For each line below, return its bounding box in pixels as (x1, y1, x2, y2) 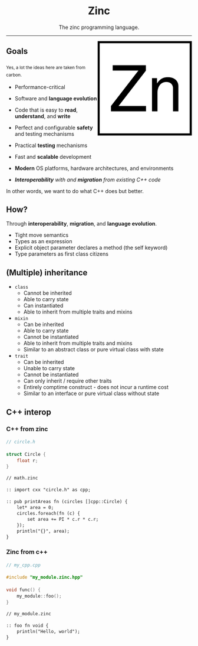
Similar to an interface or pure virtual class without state (23, 390, 160, 397)
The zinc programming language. (58, 24, 140, 31)
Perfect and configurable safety (14, 124, 93, 131)
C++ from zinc (6, 425, 48, 433)
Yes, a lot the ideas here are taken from (6, 64, 85, 70)
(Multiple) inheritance (6, 267, 88, 278)
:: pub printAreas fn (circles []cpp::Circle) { (6, 499, 128, 505)
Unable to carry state (23, 365, 75, 372)
